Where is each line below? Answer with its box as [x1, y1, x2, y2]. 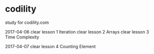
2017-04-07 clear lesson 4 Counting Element [5, 43, 96, 49]
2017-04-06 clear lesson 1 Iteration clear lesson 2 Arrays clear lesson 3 [5, 29, 149, 35]
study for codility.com [5, 19, 49, 25]
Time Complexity [5, 34, 40, 40]
